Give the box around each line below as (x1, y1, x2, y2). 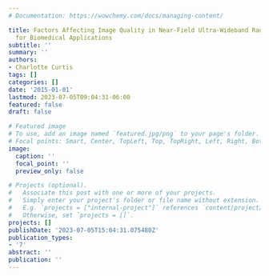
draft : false (8, 108, 52, 116)
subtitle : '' (8, 41, 52, 49)
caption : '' (15, 152, 56, 160)
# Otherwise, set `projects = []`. (8, 211, 134, 219)
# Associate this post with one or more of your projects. (8, 189, 217, 197)
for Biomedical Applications (15, 34, 113, 42)
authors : (8, 56, 38, 64)
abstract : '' (8, 249, 52, 257)
